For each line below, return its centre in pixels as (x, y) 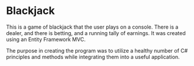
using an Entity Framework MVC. (46, 39)
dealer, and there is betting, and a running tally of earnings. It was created (96, 33)
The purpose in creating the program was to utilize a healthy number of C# (97, 50)
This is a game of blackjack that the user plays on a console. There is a (92, 27)
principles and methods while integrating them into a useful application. (93, 57)
